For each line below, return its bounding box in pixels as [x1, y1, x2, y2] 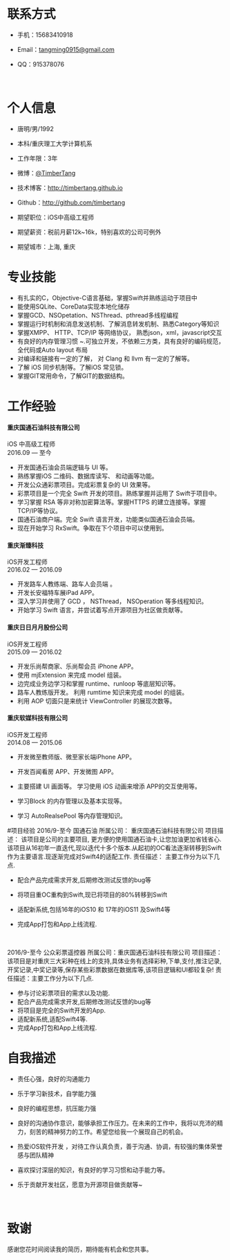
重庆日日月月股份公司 [7, 623, 68, 631]
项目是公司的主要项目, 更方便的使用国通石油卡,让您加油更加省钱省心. [26, 835, 222, 843]
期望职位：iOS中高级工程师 [17, 213, 95, 221]
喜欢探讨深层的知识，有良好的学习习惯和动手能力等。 [17, 1166, 169, 1174]
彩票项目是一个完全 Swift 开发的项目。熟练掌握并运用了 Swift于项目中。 [17, 490, 221, 498]
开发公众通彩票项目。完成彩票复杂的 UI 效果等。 [17, 481, 154, 489]
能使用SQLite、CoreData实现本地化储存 [17, 302, 130, 311]
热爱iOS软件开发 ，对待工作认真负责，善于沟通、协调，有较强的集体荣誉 [17, 1142, 223, 1150]
